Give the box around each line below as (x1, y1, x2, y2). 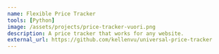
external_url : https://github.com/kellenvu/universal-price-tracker (7, 36, 213, 43)
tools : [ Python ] (7, 17, 55, 24)
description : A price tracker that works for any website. (7, 29, 184, 37)
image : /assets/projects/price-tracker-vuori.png (7, 23, 156, 30)
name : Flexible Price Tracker (7, 10, 96, 18)
